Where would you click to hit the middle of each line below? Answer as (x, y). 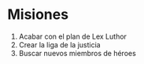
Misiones (38, 15)
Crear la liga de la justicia (59, 44)
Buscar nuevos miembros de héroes (78, 53)
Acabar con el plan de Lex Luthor (73, 36)
